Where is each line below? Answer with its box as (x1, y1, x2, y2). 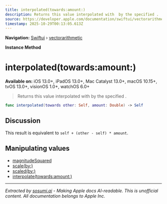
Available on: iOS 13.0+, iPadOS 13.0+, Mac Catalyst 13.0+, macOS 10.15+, (5, 78, 158, 85)
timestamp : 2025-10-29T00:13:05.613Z (5, 21, 83, 26)
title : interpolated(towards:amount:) (5, 7, 85, 12)
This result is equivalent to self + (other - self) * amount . (5, 130, 128, 136)
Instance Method (5, 44, 41, 50)
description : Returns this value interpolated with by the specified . (5, 12, 159, 17)
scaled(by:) (12, 168, 36, 174)
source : (5, 16, 21, 21)
